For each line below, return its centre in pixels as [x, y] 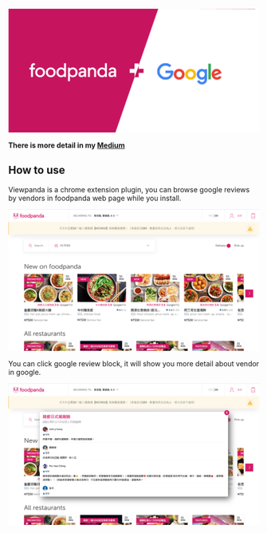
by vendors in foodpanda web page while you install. [95, 198]
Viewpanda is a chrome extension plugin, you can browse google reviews [129, 189]
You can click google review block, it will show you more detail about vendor [134, 363]
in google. [25, 372]
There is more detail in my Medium [67, 145]
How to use [37, 170]
